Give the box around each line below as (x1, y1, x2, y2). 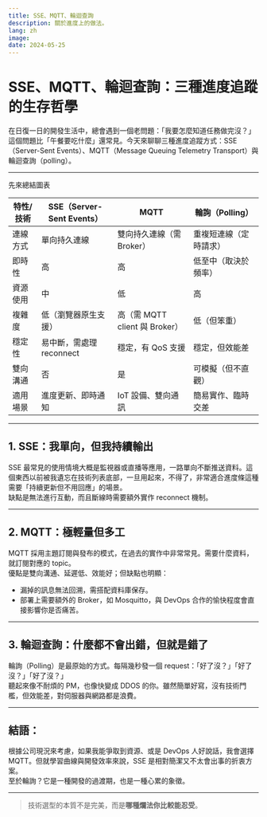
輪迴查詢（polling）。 (8, 156, 75, 166)
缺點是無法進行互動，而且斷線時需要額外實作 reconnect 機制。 (8, 492, 213, 502)
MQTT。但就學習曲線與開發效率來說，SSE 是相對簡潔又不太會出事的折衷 (8, 756, 246, 766)
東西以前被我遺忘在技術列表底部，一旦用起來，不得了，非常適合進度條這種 (14, 472, 259, 482)
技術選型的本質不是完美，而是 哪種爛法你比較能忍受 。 (27, 800, 203, 810)
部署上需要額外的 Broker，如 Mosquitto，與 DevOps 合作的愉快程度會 (19, 595, 248, 604)
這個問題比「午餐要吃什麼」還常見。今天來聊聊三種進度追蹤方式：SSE (8, 136, 238, 146)
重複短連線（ (193, 229, 242, 240)
